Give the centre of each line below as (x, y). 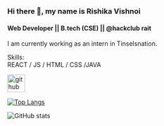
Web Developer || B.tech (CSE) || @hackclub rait (79, 28)
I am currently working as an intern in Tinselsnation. (82, 44)
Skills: (16, 57)
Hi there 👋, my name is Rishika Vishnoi (74, 11)
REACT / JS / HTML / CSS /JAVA (54, 65)
